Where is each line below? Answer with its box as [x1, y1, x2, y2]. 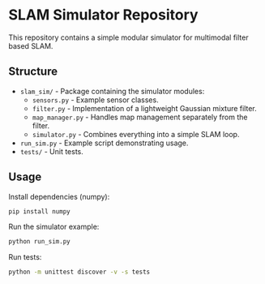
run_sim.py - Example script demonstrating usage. [19, 138, 189, 148]
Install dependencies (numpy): [8, 191, 110, 201]
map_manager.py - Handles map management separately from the [32, 112, 248, 122]
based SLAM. [8, 41, 53, 50]
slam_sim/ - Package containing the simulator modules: [19, 86, 205, 96]
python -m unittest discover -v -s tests [8, 268, 151, 277]
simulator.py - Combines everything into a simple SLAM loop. [32, 129, 240, 139]
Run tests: [8, 252, 42, 262]
